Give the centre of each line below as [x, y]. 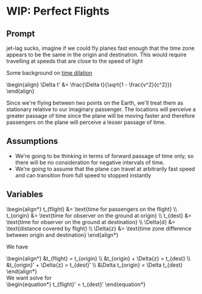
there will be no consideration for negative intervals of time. [90, 162]
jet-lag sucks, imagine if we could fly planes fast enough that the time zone [100, 48]
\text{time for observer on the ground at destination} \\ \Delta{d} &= [91, 222]
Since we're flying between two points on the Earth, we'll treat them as [95, 103]
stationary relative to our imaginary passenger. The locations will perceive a [101, 109]
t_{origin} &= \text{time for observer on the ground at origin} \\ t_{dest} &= [99, 215]
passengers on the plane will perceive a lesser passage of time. [86, 122]
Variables [25, 195]
